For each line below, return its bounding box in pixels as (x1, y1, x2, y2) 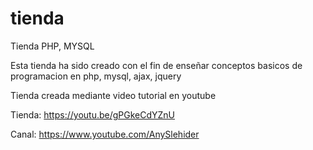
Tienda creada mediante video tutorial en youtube (10, 89, 217, 101)
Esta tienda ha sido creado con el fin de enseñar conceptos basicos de (10, 59, 303, 71)
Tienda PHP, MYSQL (10, 40, 95, 52)
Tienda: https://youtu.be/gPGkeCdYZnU (10, 108, 176, 121)
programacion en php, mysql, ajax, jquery (10, 70, 182, 82)
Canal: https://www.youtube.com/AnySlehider (10, 128, 200, 140)
